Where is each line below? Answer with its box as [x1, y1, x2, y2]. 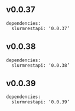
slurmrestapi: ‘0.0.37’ [11, 25, 70, 31]
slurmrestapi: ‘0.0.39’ [11, 99, 70, 105]
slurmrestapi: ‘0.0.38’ [11, 62, 70, 68]
